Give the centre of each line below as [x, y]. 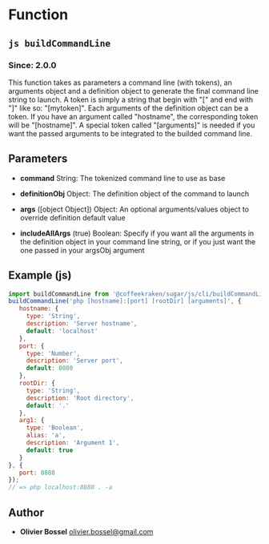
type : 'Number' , [53, 353]
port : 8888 [37, 473]
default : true [50, 450]
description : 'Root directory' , [80, 398]
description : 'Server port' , [75, 361]
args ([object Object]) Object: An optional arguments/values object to [134, 209]
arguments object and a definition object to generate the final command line [133, 91]
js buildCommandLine [60, 43]
